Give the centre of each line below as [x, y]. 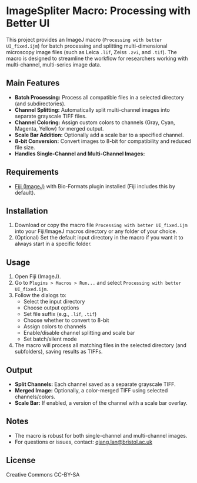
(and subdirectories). [40, 104]
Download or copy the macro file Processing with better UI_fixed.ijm [101, 225]
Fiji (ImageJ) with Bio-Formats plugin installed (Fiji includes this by [95, 186]
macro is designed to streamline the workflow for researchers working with [97, 58]
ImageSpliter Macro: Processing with [98, 11]
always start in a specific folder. [53, 244]
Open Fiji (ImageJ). [38, 277]
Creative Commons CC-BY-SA [43, 474]
